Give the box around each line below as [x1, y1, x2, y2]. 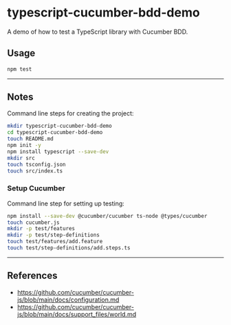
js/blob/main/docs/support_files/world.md [16, 310, 136, 318]
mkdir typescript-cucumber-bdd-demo [7, 122, 112, 130]
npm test [7, 65, 32, 73]
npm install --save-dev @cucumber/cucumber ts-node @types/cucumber [7, 212, 208, 219]
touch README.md [7, 135, 54, 142]
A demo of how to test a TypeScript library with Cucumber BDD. [7, 27, 188, 36]
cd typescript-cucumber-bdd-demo [7, 129, 103, 136]
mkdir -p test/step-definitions [7, 232, 100, 238]
